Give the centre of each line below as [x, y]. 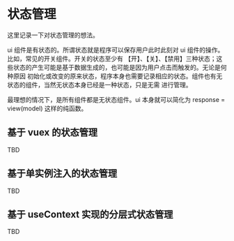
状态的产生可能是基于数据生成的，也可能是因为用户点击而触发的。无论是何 [120, 67]
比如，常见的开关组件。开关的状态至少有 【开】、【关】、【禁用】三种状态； [112, 58]
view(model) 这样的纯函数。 [47, 108]
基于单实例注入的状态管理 [62, 174]
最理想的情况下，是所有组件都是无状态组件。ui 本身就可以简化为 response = [116, 99]
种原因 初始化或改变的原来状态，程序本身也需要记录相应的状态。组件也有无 [115, 76]
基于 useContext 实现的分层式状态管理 [90, 214]
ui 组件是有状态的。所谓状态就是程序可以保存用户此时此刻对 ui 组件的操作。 [116, 50]
